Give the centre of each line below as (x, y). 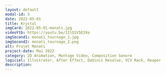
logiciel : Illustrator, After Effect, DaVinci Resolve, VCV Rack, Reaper (83, 60)
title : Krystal (21, 23)
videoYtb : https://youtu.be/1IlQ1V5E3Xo (48, 33)
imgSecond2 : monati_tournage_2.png (42, 42)
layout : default (22, 10)
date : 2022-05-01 (23, 19)
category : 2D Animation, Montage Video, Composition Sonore (69, 56)
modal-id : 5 (17, 14)
